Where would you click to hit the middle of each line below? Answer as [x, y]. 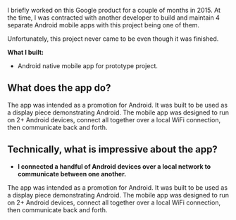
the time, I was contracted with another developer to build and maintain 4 [114, 18]
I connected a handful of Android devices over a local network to [114, 166]
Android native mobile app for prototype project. [88, 66]
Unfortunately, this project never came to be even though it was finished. [113, 39]
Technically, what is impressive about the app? [113, 149]
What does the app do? [59, 88]
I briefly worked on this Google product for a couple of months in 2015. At [114, 10]
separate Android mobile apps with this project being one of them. [103, 25]
